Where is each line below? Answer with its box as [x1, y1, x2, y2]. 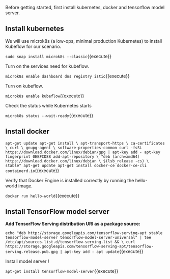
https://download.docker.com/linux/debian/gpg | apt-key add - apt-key [5, 150, 160, 155]
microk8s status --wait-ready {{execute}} [5, 112, 94, 119]
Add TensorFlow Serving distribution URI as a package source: [5, 221, 141, 227]
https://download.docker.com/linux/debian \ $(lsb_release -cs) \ [5, 158, 149, 163]
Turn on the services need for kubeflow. [5, 63, 89, 69]
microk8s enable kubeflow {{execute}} [5, 93, 84, 99]
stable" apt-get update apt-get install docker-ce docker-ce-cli [5, 163, 147, 168]
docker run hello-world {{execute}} [5, 192, 80, 199]
